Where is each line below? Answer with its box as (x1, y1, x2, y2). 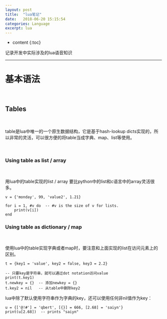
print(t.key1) (5, 275, 35, 280)
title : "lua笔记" (5, 12, 42, 17)
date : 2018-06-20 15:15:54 (5, 16, 66, 21)
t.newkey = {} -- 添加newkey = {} (5, 281, 78, 286)
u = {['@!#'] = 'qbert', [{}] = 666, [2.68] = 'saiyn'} (5, 305, 123, 310)
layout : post (5, 7, 32, 12)
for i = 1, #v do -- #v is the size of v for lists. (5, 204, 119, 209)
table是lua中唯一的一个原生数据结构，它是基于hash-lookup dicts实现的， (5, 128, 154, 134)
